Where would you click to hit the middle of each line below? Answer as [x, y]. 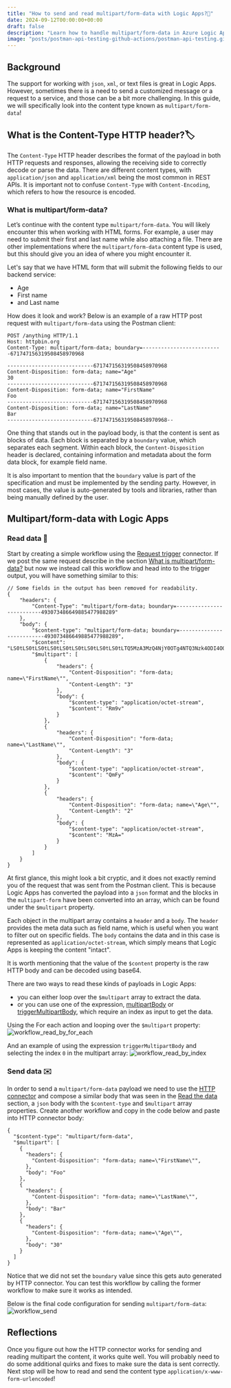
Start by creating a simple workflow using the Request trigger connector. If [113, 553]
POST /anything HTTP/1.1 [43, 336]
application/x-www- [195, 1371]
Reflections [32, 1333]
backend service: [32, 275]
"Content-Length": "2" [101, 811]
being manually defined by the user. [58, 498]
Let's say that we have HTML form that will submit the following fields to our [115, 267]
